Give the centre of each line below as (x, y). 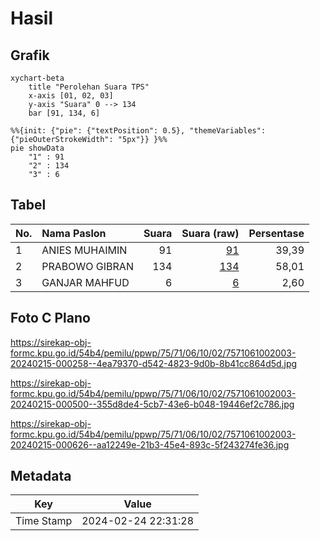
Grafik (30, 55)
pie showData (37, 148)
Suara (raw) (210, 233)
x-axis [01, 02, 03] (71, 96)
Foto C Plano (50, 318)
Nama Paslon (74, 233)
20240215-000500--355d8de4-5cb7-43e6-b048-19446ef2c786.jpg (152, 404)
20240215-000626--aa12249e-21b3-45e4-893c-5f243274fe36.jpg (150, 444)
